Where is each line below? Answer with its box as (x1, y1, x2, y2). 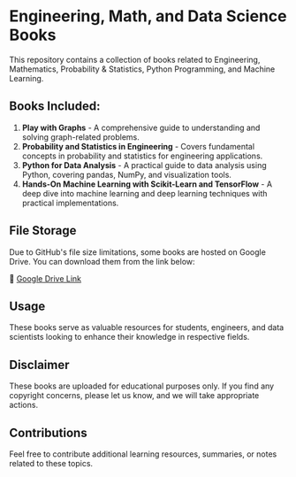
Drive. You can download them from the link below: (9, 256, 196, 266)
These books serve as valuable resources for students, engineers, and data (9, 322, 285, 333)
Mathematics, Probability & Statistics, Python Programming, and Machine (9, 64, 276, 74)
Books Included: (9, 99, 101, 114)
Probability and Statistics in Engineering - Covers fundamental (21, 141, 254, 151)
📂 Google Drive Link (9, 273, 82, 284)
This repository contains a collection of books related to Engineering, (9, 54, 261, 65)
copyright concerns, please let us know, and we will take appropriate (9, 390, 260, 401)
